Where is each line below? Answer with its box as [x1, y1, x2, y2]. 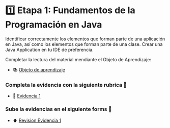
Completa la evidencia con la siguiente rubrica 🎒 [5, 81, 127, 88]
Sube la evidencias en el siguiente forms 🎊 [5, 106, 112, 113]
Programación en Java [5, 19, 102, 31]
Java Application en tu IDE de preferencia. [5, 46, 94, 53]
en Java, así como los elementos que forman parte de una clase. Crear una [5, 41, 163, 47]
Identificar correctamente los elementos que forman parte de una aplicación [5, 36, 165, 42]
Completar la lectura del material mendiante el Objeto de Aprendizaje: [5, 56, 152, 62]
